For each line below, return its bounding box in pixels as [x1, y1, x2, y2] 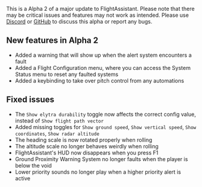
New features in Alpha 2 [6, 36, 98, 46]
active [14, 174, 31, 182]
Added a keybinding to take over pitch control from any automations [14, 77, 185, 84]
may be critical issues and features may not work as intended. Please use [6, 11, 189, 19]
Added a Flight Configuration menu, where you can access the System [14, 64, 191, 71]
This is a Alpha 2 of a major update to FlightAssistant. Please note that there [6, 5, 195, 12]
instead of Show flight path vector [14, 117, 104, 124]
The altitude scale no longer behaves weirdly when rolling [14, 142, 159, 150]
